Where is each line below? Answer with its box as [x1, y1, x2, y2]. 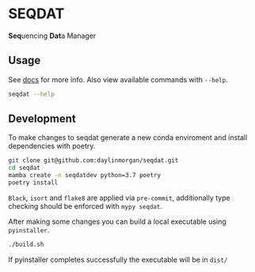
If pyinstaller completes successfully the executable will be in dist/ [8, 255, 228, 264]
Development [8, 112, 77, 126]
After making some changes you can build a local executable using [8, 217, 227, 226]
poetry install [8, 179, 59, 187]
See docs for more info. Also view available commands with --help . [8, 74, 228, 84]
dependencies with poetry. [8, 142, 96, 151]
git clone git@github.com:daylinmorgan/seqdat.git [8, 157, 179, 164]
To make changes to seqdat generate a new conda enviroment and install [8, 133, 248, 142]
